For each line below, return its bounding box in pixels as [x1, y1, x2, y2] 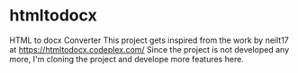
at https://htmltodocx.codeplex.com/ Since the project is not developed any [9, 44, 290, 54]
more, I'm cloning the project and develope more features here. [9, 53, 245, 64]
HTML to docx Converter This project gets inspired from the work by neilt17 [9, 35, 290, 45]
